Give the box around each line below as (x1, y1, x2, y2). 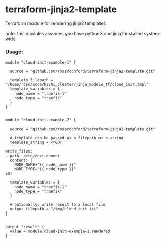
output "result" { (5, 225, 44, 230)
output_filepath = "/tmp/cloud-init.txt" (10, 207, 99, 212)
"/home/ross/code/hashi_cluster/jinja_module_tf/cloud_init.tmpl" (5, 82, 149, 87)
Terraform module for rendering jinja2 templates (5, 20, 106, 26)
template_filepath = (10, 78, 53, 83)
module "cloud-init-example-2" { (5, 118, 76, 123)
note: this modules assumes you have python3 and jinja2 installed (5, 30, 143, 36)
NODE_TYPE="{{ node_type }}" (14, 167, 76, 172)
